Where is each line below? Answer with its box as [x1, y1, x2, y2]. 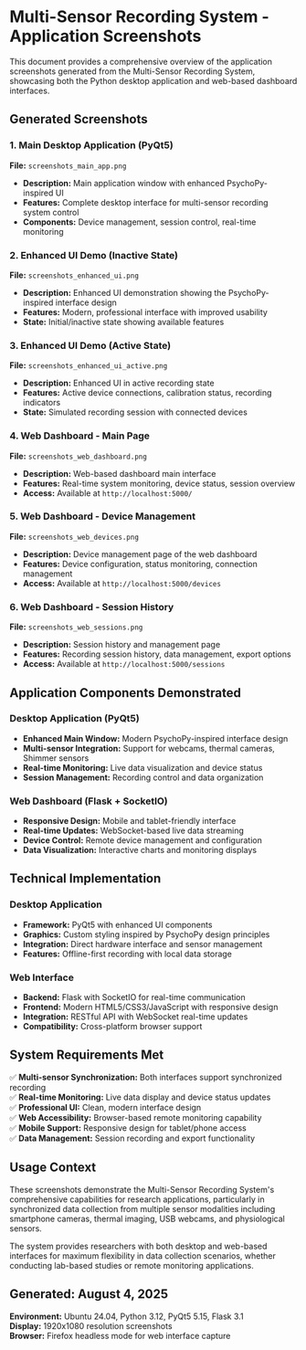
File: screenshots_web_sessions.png [9, 621, 143, 632]
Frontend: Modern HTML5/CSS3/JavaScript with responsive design [22, 1002, 279, 1013]
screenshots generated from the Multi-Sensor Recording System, [9, 66, 256, 77]
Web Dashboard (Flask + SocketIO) [9, 795, 169, 807]
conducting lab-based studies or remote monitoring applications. [9, 1260, 254, 1271]
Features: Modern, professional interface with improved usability [22, 306, 268, 317]
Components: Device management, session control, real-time [22, 216, 257, 227]
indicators [22, 397, 61, 408]
